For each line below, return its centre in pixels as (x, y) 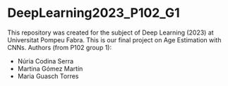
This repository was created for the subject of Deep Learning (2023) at (110, 32)
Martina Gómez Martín (50, 68)
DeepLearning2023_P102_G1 (94, 13)
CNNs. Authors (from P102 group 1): (59, 47)
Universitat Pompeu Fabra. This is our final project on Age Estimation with (114, 39)
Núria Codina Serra (46, 61)
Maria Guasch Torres (48, 76)
